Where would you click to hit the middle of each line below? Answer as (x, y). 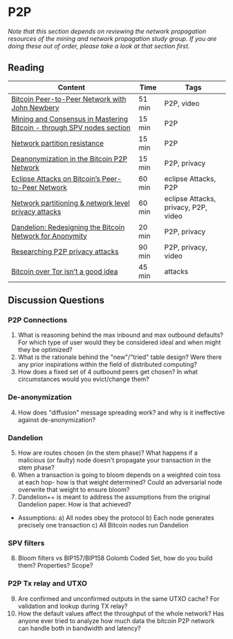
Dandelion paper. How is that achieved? (74, 505)
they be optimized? (45, 350)
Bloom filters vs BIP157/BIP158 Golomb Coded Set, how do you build (115, 558)
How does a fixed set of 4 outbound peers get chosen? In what (108, 372)
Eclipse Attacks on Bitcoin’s (56, 179)
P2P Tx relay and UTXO (48, 584)
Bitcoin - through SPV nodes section (71, 128)
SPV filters (26, 543)
